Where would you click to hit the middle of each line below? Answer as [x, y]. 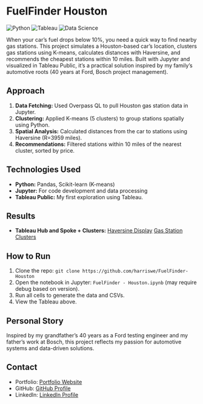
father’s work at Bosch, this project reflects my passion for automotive [94, 342]
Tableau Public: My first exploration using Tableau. [79, 197]
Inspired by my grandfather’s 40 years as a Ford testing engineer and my [97, 335]
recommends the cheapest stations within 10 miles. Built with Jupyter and [98, 59]
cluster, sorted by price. [45, 150]
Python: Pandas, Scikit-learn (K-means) [65, 184]
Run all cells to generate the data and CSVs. [70, 296]
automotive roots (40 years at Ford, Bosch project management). [87, 71]
